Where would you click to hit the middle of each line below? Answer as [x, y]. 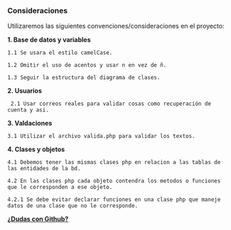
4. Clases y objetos [36, 149]
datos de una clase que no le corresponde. [73, 206]
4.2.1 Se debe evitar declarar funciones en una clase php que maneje [114, 200]
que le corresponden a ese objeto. [60, 187]
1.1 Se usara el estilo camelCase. [60, 53]
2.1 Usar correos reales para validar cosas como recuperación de [111, 104]
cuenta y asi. [28, 110]
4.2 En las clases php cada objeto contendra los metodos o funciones [114, 181]
